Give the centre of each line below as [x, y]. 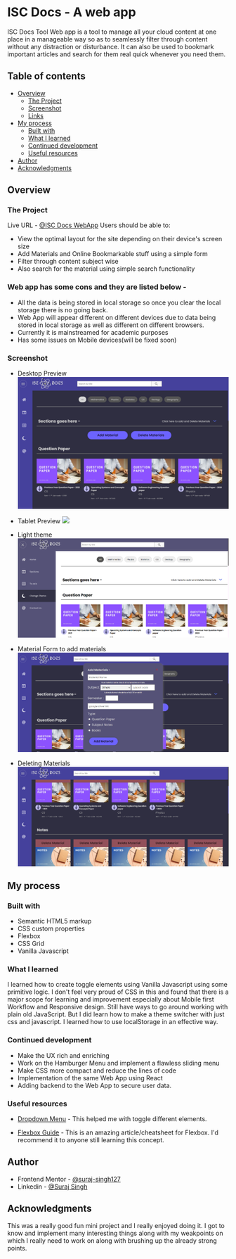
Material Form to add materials [62, 648]
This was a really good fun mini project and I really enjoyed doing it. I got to [116, 1225]
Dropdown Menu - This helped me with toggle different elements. [112, 1119]
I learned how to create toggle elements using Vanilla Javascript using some [118, 985]
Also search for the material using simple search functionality [106, 269]
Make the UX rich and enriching [64, 1055]
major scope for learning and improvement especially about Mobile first [111, 999]
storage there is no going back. [63, 309]
